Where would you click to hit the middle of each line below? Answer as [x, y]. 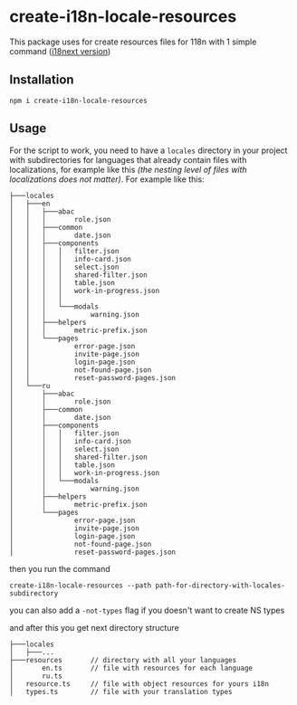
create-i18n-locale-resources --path [81, 586]
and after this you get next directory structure [94, 627]
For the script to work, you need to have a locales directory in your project [148, 150]
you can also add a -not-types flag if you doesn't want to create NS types [147, 610]
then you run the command [60, 568]
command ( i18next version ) [60, 51]
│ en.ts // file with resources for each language [131, 668]
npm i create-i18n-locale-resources [78, 100]
